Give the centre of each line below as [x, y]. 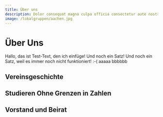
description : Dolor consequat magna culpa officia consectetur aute [76, 14]
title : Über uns [21, 10]
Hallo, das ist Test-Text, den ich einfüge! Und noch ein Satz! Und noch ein [79, 56]
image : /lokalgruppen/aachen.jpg [39, 19]
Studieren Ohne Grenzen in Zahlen [58, 93]
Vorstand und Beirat [36, 110]
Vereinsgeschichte [34, 77]
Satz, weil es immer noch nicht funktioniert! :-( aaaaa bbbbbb [66, 61]
